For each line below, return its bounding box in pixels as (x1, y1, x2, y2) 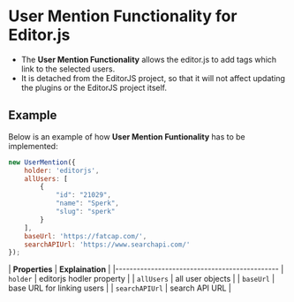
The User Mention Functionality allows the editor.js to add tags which (20, 54, 277, 64)
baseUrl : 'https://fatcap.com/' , (24, 231, 147, 240)
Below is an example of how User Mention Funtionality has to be (8, 131, 246, 142)
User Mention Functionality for (8, 6, 237, 26)
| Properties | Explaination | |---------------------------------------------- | (8, 264, 284, 275)
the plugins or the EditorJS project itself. (20, 82, 168, 93)
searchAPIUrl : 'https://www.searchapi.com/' (24, 240, 191, 249)
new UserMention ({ (8, 157, 76, 167)
